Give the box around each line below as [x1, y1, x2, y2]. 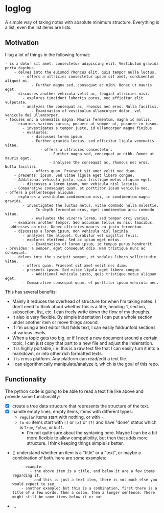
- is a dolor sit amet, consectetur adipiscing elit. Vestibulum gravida [5, 61, 159, 66]
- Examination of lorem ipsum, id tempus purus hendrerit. [31, 242, 154, 246]
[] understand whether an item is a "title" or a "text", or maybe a [12, 450, 141, 456]
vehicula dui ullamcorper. [5, 112, 60, 118]
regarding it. [12, 473, 41, 478]
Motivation [5, 39, 39, 47]
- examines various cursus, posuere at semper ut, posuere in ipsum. [14, 121, 159, 126]
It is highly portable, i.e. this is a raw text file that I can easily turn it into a [12, 345, 159, 351]
